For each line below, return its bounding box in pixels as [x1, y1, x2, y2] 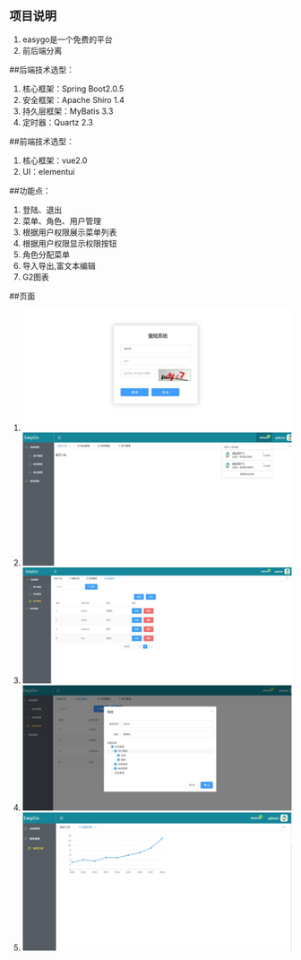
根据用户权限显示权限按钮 [21, 238, 117, 248]
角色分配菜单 [21, 249, 70, 260]
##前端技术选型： [9, 135, 74, 146]
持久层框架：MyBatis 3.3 [21, 106, 114, 117]
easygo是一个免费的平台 [21, 34, 113, 45]
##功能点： [9, 185, 51, 195]
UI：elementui [21, 166, 75, 177]
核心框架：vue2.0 [21, 155, 88, 166]
